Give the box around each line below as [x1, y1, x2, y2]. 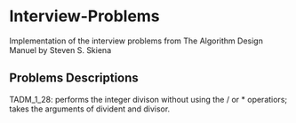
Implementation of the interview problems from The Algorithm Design [9, 35, 264, 46]
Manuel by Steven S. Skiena [9, 44, 112, 55]
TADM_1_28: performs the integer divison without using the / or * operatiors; [9, 94, 288, 104]
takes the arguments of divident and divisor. [9, 104, 171, 114]
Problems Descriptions [9, 71, 140, 86]
